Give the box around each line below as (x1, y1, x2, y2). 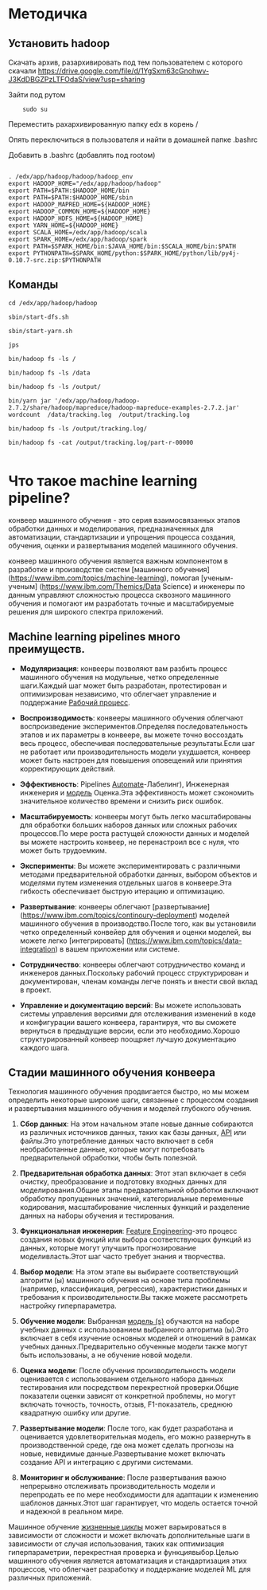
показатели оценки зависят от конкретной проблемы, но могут (19, 1392, 236, 1401)
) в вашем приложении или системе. (55, 944, 180, 953)
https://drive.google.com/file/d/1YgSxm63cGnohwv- (37, 66, 209, 76)
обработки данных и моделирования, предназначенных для (8, 524, 214, 533)
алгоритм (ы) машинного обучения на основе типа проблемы (19, 1276, 230, 1286)
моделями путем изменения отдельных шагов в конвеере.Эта (19, 877, 232, 887)
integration (19, 944, 56, 953)
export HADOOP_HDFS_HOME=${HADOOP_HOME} (8, 214, 145, 222)
